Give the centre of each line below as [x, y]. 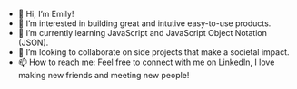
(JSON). [33, 42]
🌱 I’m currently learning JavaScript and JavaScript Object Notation [143, 33]
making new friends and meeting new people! [104, 75]
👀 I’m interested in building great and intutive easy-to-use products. [144, 23]
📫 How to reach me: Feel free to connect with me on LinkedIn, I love [146, 62]
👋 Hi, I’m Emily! [46, 14]
